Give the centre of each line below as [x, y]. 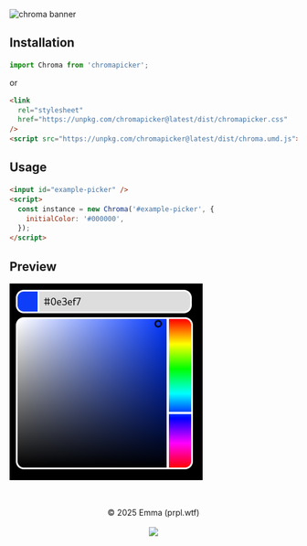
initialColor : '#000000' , [75, 219]
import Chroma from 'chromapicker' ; [79, 65]
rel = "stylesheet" [51, 110]
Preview [33, 267]
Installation [42, 43]
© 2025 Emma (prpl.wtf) [153, 512]
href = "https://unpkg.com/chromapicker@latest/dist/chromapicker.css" [153, 120]
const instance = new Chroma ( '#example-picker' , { [116, 209]
